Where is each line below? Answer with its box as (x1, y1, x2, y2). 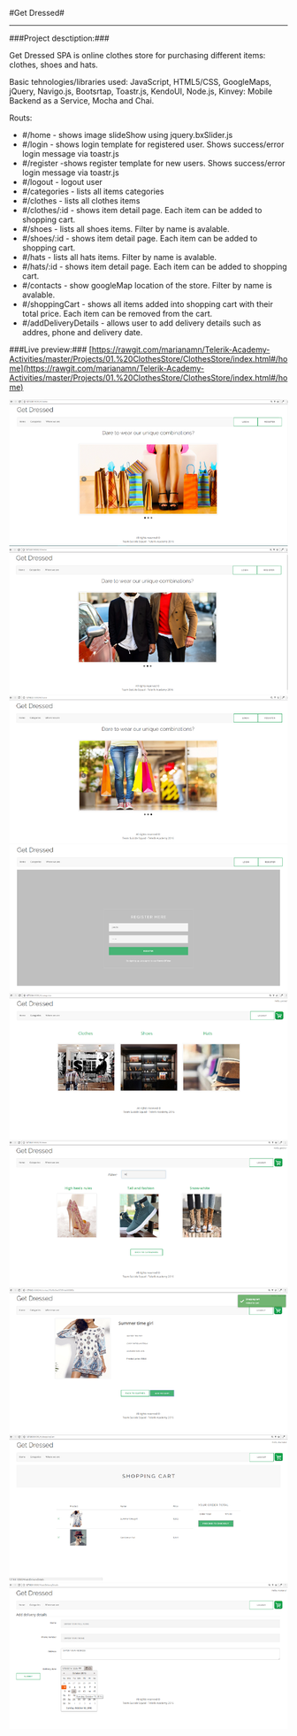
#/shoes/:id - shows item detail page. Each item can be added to (21, 234, 258, 243)
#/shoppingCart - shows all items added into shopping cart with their (21, 299, 274, 309)
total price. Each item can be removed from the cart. (21, 309, 213, 319)
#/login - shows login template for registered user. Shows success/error (21, 139, 285, 150)
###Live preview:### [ (9, 344, 93, 355)
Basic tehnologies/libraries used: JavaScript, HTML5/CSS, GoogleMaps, (9, 77, 272, 87)
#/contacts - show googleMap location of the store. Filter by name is (21, 280, 272, 290)
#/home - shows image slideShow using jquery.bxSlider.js (21, 130, 233, 140)
